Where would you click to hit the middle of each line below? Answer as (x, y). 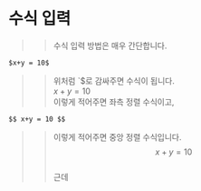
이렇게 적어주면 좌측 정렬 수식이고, (114, 102)
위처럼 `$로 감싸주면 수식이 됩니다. (114, 80)
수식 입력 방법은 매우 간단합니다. (110, 45)
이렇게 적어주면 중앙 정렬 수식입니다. (117, 136)
